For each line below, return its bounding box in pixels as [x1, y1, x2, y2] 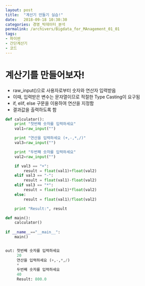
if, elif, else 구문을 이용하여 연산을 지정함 [12, 100, 94, 106]
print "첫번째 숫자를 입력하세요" [14, 121, 76, 127]
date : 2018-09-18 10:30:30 [5, 17, 67, 22]
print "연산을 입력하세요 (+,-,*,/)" [14, 135, 86, 141]
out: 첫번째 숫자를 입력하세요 [5, 248, 60, 253]
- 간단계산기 [5, 41, 28, 46]
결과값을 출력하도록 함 [12, 106, 57, 113]
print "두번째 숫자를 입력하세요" [14, 149, 76, 154]
